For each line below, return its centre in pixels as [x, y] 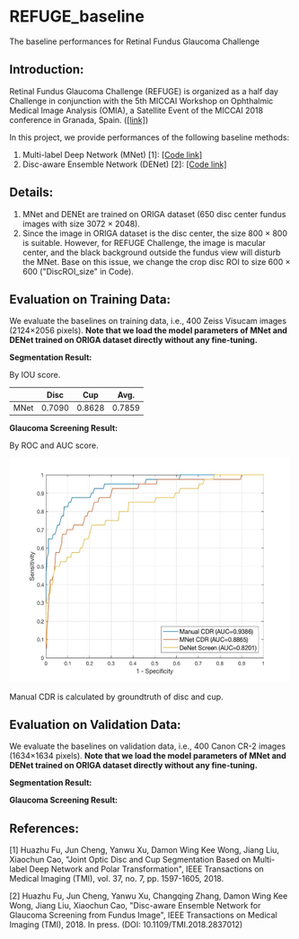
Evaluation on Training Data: [90, 299]
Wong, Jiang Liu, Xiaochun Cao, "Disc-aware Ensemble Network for [135, 906]
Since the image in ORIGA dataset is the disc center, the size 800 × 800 [155, 233]
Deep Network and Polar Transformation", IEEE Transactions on [147, 869]
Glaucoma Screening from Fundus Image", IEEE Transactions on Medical [143, 915]
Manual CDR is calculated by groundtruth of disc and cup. [116, 697]
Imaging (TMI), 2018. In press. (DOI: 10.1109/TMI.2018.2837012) [126, 925]
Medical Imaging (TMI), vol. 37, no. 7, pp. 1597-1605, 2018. [117, 879]
